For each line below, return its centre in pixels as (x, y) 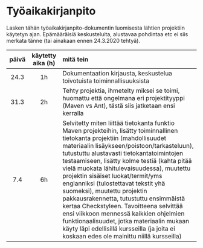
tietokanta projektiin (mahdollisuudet (114, 138)
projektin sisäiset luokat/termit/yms (112, 176)
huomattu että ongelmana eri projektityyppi (124, 98)
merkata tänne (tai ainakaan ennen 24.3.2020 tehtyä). (73, 40)
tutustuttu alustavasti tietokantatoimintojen (123, 153)
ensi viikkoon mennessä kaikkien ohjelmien (124, 214)
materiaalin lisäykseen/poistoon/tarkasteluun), (128, 145)
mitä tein (76, 59)
